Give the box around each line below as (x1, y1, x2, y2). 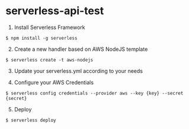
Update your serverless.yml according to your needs (14, 67, 143, 75)
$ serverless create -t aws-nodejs (5, 57, 94, 63)
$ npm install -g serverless (5, 35, 78, 41)
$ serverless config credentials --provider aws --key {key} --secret (5, 90, 184, 96)
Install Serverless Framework (14, 24, 85, 31)
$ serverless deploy (5, 117, 57, 123)
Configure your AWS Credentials (14, 79, 94, 86)
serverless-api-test (5, 4, 104, 18)
